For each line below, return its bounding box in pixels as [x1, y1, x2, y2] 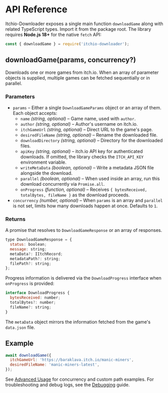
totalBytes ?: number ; [10, 300, 56, 305]
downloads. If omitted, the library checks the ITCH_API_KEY [20, 153, 144, 160]
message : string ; [10, 246, 47, 252]
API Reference [5, 4, 68, 15]
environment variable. [20, 159, 67, 165]
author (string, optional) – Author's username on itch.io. [20, 121, 138, 127]
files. [20, 143, 31, 149]
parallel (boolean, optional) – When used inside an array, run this [20, 175, 160, 182]
